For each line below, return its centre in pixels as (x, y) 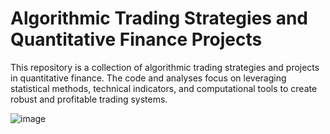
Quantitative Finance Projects (136, 39)
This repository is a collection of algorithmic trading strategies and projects (165, 67)
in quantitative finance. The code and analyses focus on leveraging (148, 78)
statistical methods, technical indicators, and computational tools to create (164, 88)
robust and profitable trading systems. (89, 99)
